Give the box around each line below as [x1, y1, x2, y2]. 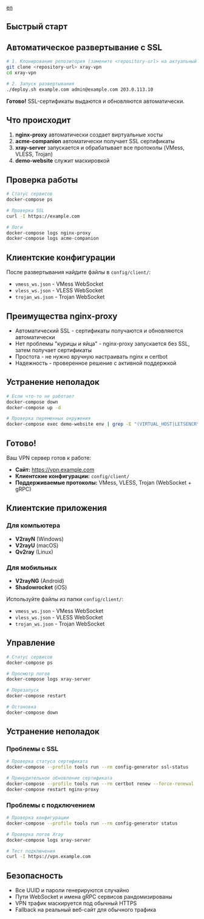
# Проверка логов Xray [6, 831, 64, 837]
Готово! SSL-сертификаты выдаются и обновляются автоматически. [6, 97, 185, 105]
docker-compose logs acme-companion [6, 236, 99, 242]
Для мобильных [6, 563, 58, 572]
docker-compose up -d [6, 404, 61, 410]
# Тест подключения [6, 848, 56, 854]
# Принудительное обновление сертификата [6, 775, 113, 781]
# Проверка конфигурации [6, 815, 69, 821]
